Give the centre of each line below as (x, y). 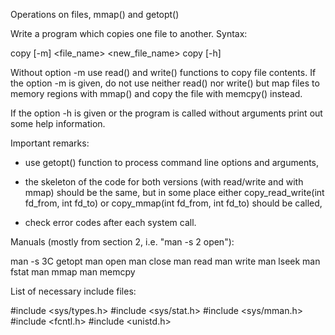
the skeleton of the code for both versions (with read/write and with (164, 182)
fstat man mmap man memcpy (73, 272)
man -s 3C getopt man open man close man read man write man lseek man (165, 261)
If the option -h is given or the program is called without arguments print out (166, 113)
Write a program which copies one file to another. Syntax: (129, 33)
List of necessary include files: (73, 291)
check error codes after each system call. (110, 222)
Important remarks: (50, 143)
